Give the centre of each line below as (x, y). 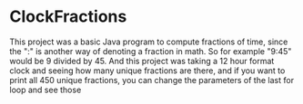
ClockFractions (68, 17)
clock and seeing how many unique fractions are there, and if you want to (147, 71)
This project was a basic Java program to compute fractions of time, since (149, 42)
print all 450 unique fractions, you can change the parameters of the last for (151, 80)
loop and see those (45, 90)
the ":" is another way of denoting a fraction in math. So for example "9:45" (151, 51)
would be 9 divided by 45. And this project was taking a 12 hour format (142, 61)
